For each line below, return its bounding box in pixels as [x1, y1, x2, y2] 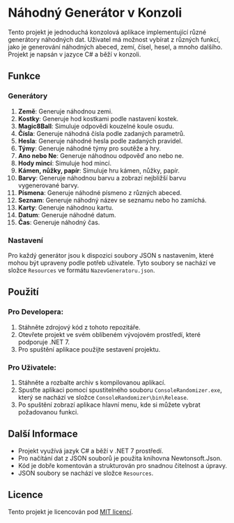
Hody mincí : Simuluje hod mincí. [17, 159, 112, 167]
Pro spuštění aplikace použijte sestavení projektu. [17, 345, 161, 353]
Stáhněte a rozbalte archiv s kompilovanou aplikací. [17, 378, 166, 387]
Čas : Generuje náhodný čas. [17, 218, 100, 226]
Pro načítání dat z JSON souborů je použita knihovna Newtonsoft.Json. [17, 454, 222, 462]
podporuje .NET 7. [17, 338, 70, 346]
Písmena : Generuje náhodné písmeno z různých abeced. [17, 188, 182, 196]
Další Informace [8, 428, 79, 440]
